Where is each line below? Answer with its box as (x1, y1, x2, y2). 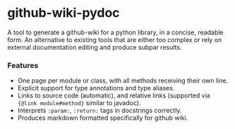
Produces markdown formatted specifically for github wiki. (17, 114, 188, 122)
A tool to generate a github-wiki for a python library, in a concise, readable (7, 28, 224, 36)
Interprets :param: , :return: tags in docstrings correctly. (17, 107, 182, 115)
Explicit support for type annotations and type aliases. (17, 84, 175, 93)
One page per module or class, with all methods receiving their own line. (17, 76, 228, 85)
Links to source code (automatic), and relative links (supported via (17, 91, 210, 100)
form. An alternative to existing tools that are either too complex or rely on (7, 35, 222, 43)
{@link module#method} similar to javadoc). (17, 99, 141, 107)
